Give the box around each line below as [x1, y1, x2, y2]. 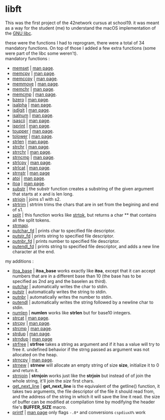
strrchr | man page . [12, 149, 52, 155]
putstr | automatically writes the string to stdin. [12, 289, 107, 295]
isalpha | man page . [12, 102, 53, 108]
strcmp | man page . [12, 325, 52, 331]
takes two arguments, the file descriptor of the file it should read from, [12, 388, 155, 394]
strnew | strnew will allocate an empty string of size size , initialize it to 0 [12, 362, 159, 368]
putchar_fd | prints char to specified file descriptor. [12, 228, 116, 233]
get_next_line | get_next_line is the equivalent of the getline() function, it [12, 383, 160, 389]
